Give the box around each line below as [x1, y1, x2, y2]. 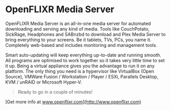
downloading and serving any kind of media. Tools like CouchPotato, [5, 25, 150, 32]
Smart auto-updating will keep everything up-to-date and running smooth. [5, 52, 162, 58]
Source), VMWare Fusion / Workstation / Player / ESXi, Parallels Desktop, [5, 73, 159, 79]
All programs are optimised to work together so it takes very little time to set [5, 57, 165, 63]
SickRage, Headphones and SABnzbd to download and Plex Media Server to [5, 31, 166, 37]
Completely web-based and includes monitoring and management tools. [5, 42, 157, 48]
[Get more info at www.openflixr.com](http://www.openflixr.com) [5, 98, 141, 105]
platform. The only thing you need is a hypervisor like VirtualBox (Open [5, 68, 155, 74]
